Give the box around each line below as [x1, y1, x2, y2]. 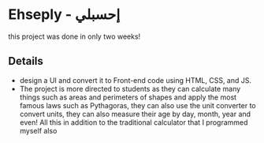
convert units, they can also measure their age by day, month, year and [19, 109, 251, 119]
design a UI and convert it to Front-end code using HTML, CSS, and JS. [19, 75, 252, 85]
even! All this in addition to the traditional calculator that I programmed [19, 117, 248, 127]
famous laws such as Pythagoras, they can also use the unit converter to [19, 100, 256, 110]
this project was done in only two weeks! [8, 32, 141, 41]
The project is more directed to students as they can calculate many [19, 84, 241, 93]
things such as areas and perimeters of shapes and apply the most [19, 92, 237, 102]
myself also [19, 126, 58, 135]
